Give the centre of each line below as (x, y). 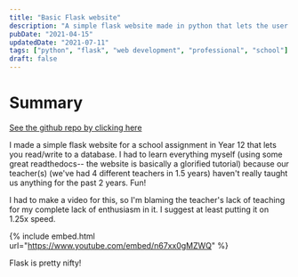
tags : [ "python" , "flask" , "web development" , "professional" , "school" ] (149, 51)
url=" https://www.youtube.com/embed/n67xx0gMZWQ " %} (119, 245)
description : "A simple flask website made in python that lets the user (149, 26)
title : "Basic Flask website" (65, 17)
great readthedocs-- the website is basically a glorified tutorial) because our (149, 163)
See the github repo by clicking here (76, 127)
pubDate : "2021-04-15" (51, 34)
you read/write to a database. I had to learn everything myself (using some (146, 154)
